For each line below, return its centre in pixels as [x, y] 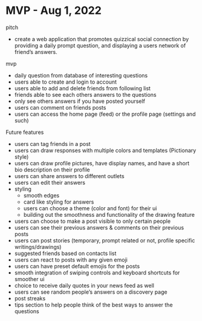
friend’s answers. [36, 51]
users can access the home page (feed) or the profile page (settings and [105, 114]
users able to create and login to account [66, 82]
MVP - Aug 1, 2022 [54, 11]
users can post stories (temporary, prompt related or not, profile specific [105, 240]
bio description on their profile [52, 170]
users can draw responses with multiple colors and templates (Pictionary [105, 150]
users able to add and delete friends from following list [82, 88]
